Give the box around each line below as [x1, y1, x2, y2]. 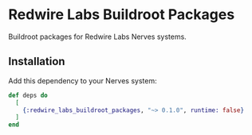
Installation [8, 55, 65, 68]
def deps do [8, 91, 48, 99]
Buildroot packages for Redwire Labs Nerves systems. [8, 32, 187, 41]
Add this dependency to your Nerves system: [8, 75, 157, 85]
